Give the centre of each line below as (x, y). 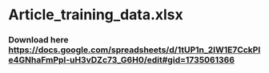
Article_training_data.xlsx (96, 15)
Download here (38, 40)
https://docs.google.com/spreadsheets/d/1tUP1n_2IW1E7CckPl (134, 50)
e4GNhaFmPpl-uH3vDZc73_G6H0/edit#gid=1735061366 (121, 60)
